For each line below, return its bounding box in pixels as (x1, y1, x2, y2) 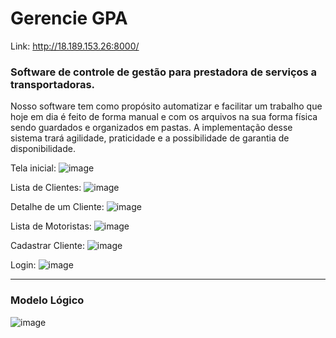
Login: (10, 259, 37, 271)
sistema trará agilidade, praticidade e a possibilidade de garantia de (10, 132, 290, 144)
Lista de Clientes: (10, 182, 82, 194)
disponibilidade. (10, 143, 76, 155)
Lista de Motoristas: (10, 220, 92, 232)
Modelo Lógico (10, 293, 85, 307)
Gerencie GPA (10, 7, 128, 30)
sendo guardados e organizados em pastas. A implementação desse (10, 122, 293, 134)
